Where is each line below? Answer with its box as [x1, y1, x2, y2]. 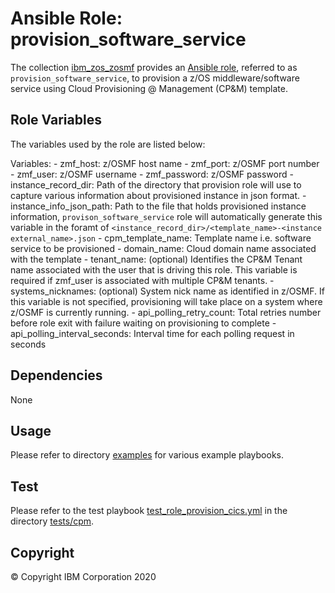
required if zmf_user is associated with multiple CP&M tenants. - [10, 274, 275, 286]
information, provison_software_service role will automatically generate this [10, 210, 323, 222]
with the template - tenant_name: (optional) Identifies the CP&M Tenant [10, 253, 303, 265]
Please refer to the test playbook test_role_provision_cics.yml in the [10, 505, 288, 517]
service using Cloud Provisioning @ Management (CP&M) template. [10, 82, 288, 94]
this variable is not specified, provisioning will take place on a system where [10, 295, 323, 307]
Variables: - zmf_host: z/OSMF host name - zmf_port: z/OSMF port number [10, 157, 320, 169]
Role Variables [10, 112, 102, 129]
